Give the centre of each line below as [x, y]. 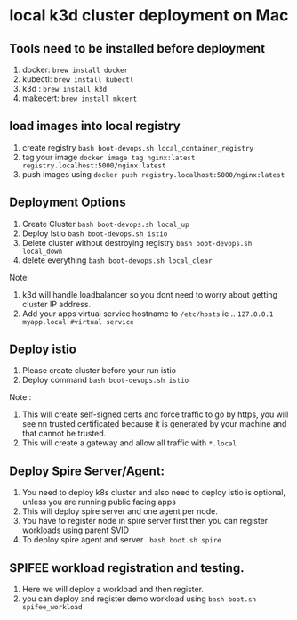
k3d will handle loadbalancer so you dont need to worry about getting [150, 294]
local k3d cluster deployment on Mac [149, 16]
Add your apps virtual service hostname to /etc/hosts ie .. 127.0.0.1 [148, 314]
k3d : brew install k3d [64, 89]
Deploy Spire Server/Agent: [87, 471]
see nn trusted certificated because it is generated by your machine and [154, 424]
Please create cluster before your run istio [99, 371]
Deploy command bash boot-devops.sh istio [105, 380]
